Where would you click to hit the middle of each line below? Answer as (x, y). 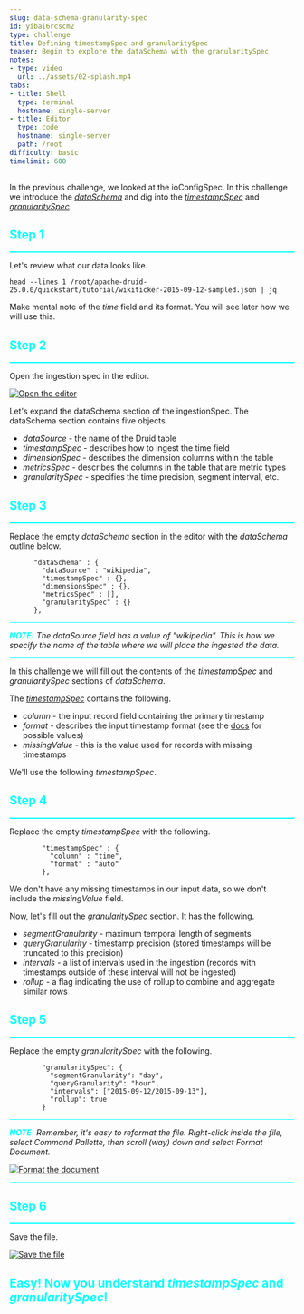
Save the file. (34, 1237)
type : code (38, 128)
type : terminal (46, 102)
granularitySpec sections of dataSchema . (87, 680)
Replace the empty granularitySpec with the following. (111, 1051)
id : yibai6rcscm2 (42, 26)
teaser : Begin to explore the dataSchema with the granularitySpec (139, 52)
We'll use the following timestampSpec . (83, 772)
